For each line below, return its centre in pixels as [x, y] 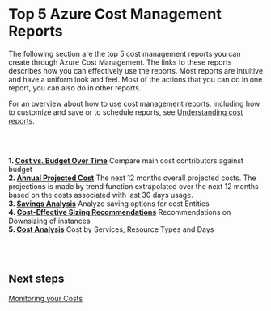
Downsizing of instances [49, 221]
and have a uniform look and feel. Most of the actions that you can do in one [135, 79]
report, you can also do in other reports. [75, 88]
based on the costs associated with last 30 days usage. [101, 195]
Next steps [36, 279]
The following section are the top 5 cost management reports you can [125, 53]
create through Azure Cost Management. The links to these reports [120, 62]
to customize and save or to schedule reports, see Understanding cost [126, 112]
